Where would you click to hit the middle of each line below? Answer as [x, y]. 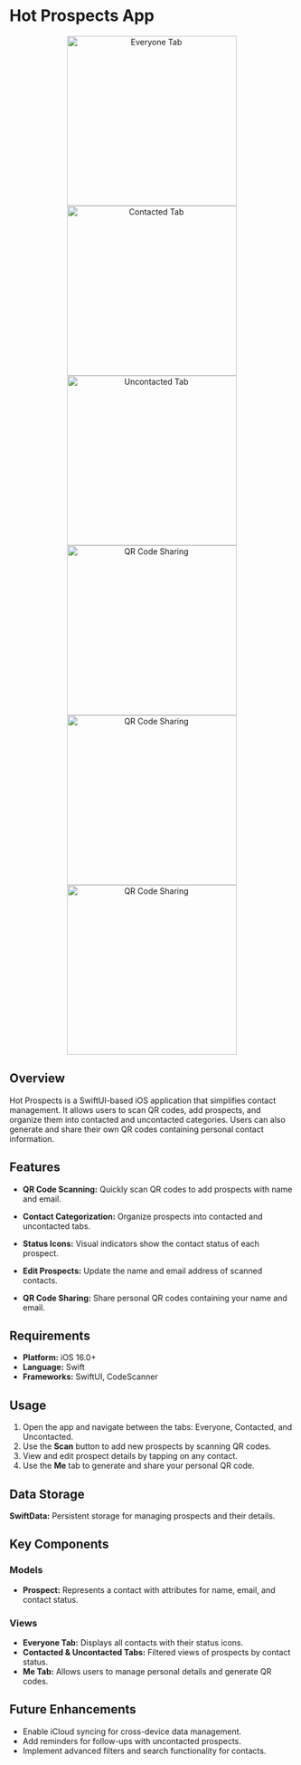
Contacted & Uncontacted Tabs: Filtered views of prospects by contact [156, 1652]
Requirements [50, 1335]
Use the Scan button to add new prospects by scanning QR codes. [147, 1446]
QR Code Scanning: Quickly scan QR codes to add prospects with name [157, 1189]
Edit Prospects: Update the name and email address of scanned [142, 1271]
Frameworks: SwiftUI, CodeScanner [90, 1377]
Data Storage [47, 1494]
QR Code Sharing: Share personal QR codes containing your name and [155, 1298]
